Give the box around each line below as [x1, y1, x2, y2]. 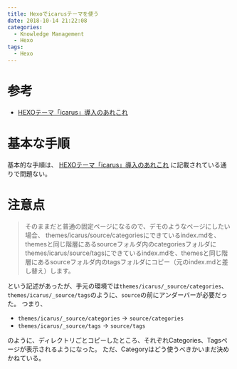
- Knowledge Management [14, 30, 84, 38]
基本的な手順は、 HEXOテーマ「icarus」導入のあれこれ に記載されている [7, 160, 221, 169]
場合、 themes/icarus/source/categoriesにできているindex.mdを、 [24, 231, 221, 239]
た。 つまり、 [7, 299, 47, 308]
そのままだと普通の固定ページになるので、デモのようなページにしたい [24, 222, 231, 230]
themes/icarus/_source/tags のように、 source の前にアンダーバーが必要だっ [7, 290, 228, 299]
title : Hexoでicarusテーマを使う [7, 10, 99, 18]
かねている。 [7, 353, 45, 362]
